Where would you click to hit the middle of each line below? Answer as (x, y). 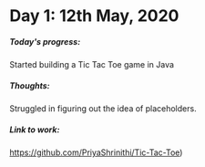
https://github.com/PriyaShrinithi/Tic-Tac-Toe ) (96, 152)
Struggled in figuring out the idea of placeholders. (103, 109)
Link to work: (35, 130)
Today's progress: (45, 41)
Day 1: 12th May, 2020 (94, 16)
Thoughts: (30, 85)
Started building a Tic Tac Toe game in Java (92, 65)
